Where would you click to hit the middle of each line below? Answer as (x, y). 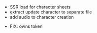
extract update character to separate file (51, 12)
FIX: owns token (26, 26)
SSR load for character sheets (40, 7)
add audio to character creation (42, 17)
